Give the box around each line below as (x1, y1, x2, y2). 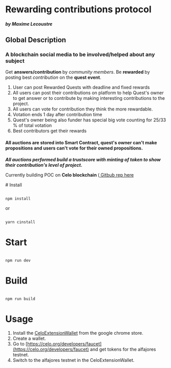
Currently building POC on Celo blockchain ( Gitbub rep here (5, 171, 134, 178)
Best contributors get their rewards (12, 128, 87, 134)
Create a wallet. (12, 335, 46, 341)
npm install (5, 196, 31, 201)
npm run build (5, 296, 36, 301)
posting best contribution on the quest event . (5, 74, 101, 80)
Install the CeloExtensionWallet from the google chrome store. (12, 330, 143, 336)
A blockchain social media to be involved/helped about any (5, 51, 155, 58)
